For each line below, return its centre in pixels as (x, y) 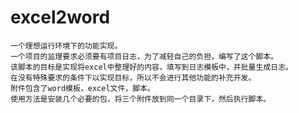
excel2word (60, 17)
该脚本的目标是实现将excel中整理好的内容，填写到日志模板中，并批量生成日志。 (151, 67)
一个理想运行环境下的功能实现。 (66, 46)
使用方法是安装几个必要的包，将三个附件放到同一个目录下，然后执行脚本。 (141, 99)
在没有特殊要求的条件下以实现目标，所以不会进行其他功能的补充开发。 (133, 77)
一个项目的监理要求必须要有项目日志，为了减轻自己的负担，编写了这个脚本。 (144, 56)
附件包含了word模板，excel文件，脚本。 (82, 88)
